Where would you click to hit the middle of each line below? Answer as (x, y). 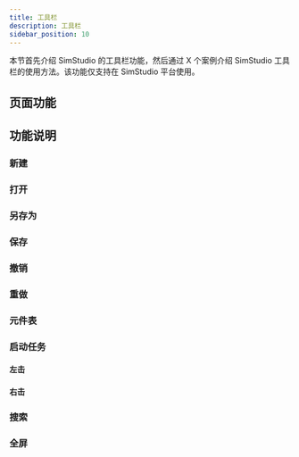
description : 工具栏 (46, 26)
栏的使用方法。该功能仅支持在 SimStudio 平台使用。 (104, 71)
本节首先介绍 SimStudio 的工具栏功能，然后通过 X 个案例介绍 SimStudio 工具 (149, 61)
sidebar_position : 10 (50, 34)
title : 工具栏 (33, 17)
